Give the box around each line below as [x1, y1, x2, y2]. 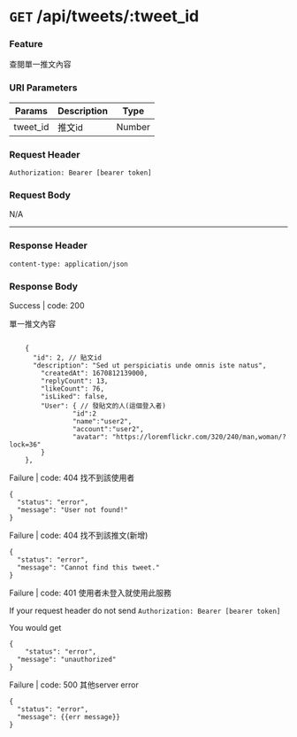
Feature [9, 38, 43, 50]
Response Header [9, 239, 88, 252]
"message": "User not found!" [17, 505, 128, 515]
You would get [9, 622, 62, 632]
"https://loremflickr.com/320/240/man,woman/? [111, 432, 287, 441]
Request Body [9, 189, 71, 201]
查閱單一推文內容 [9, 59, 72, 70]
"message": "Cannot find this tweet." [17, 562, 161, 572]
